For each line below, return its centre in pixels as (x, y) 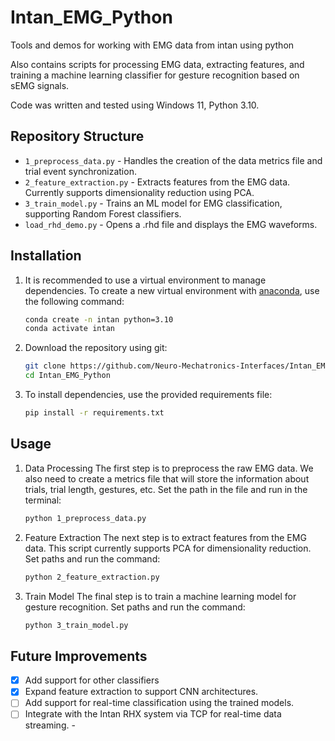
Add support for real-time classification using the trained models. (159, 703)
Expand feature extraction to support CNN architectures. (141, 692)
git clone (45, 366)
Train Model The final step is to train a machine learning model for (160, 596)
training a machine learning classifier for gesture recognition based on (155, 75)
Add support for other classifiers (92, 680)
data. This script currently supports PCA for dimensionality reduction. (168, 548)
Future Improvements (79, 656)
